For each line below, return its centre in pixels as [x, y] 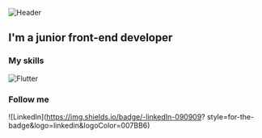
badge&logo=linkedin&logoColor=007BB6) [79, 125]
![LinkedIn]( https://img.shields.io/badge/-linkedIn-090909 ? [107, 116]
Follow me [29, 99]
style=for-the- [230, 116]
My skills [26, 61]
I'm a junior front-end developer [91, 38]
